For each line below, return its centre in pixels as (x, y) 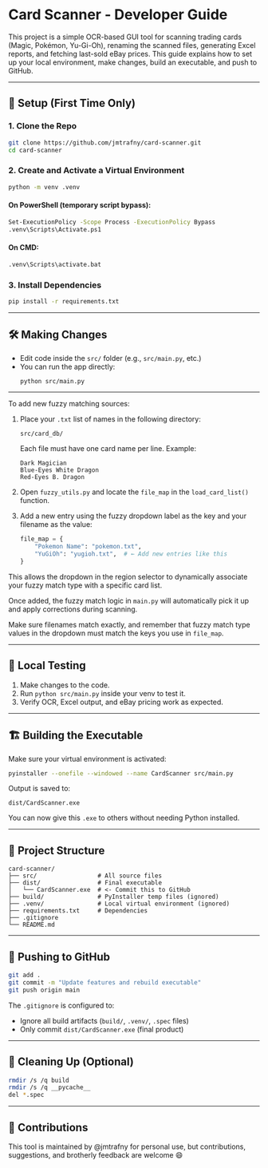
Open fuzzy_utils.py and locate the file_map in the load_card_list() (134, 492)
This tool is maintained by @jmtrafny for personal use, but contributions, (127, 1146)
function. (35, 501)
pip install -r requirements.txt (64, 301)
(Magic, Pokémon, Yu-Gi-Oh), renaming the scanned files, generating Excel (132, 45)
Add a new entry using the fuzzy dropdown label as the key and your (133, 516)
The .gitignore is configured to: (61, 1005)
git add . (25, 976)
